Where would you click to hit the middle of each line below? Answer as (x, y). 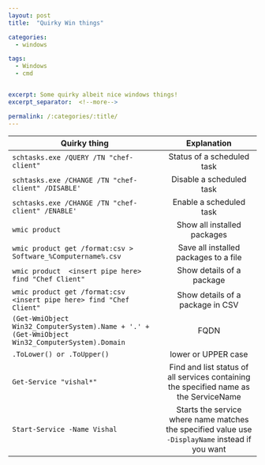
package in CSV (209, 304)
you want (209, 449)
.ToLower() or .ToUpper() (61, 354)
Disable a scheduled (209, 179)
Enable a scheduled (209, 202)
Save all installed (209, 248)
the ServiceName (209, 396)
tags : (17, 59)
